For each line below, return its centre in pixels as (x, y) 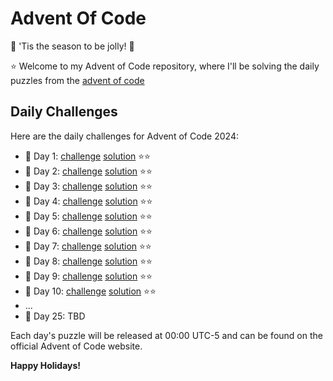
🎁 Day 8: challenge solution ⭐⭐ (88, 261)
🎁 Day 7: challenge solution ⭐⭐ (88, 246)
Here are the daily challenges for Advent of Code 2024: (124, 136)
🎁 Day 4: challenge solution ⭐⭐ (88, 201)
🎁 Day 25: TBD (55, 316)
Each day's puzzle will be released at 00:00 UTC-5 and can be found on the (166, 335)
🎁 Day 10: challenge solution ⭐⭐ (90, 291)
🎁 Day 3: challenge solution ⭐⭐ (88, 186)
